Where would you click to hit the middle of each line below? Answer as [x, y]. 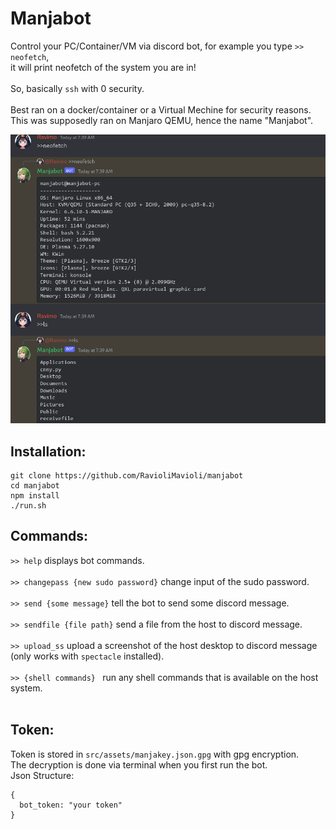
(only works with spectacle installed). [87, 656]
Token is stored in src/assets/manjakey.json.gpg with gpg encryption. [155, 754]
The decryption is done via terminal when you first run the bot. [139, 764]
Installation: [48, 451]
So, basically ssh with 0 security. [77, 88]
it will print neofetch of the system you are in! [103, 67]
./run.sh [28, 506]
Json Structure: [42, 775]
